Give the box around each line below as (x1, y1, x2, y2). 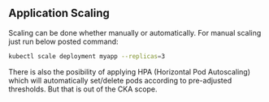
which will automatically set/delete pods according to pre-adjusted (8, 75, 232, 85)
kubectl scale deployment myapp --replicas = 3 (8, 52, 165, 60)
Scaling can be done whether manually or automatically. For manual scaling (8, 28, 262, 37)
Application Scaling (8, 6, 110, 20)
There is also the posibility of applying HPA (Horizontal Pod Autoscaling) (8, 66, 250, 76)
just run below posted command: (8, 36, 119, 46)
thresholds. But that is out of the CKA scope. (8, 84, 158, 94)
